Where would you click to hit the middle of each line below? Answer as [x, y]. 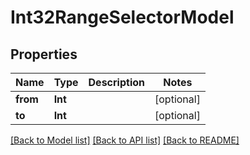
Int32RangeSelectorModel [122, 17]
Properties [44, 54]
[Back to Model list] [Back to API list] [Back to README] [125, 140]
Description [116, 82]
